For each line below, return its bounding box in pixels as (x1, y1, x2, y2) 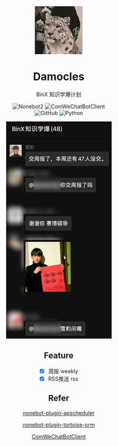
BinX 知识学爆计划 (36, 91, 82, 98)
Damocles (33, 70, 85, 84)
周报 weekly (48, 368, 79, 375)
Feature (44, 350, 74, 361)
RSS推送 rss (48, 375, 79, 382)
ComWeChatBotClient (31, 433, 86, 440)
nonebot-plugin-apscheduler (22, 409, 95, 416)
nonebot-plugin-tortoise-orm (22, 421, 95, 428)
